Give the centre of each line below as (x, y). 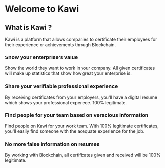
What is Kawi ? (29, 28)
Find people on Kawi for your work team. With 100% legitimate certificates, (82, 126)
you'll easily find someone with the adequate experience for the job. (75, 131)
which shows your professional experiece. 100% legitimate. (66, 102)
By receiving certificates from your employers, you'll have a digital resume (81, 97)
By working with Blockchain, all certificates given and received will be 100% (83, 155)
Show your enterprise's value (41, 57)
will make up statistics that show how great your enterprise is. (68, 73)
